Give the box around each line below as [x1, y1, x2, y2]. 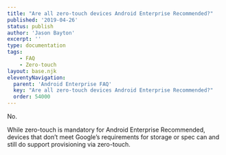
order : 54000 [13, 94, 51, 101]
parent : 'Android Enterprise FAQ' [13, 81, 112, 87]
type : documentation [7, 42, 67, 49]
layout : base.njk [7, 68, 57, 74]
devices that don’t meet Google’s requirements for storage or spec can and [7, 133, 220, 141]
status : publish [7, 23, 54, 30]
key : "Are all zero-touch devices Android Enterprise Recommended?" [13, 87, 214, 94]
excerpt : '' [7, 36, 41, 43]
